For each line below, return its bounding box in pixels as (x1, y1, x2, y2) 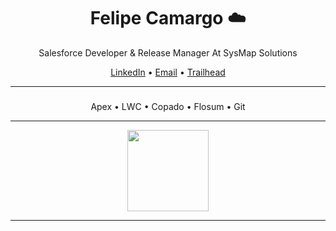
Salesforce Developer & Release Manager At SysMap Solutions (38, 46, 298, 59)
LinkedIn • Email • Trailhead (110, 66, 226, 78)
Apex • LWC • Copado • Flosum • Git (90, 100, 246, 112)
